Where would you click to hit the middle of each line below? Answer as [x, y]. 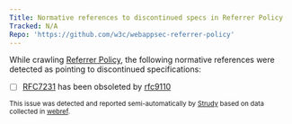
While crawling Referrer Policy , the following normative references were [142, 60]
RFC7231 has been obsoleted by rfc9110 [97, 87]
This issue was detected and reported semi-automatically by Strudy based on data [137, 104]
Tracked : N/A [34, 26]
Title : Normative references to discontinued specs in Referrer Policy [146, 18]
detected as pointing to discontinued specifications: [106, 69]
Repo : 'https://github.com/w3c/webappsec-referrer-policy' [122, 34]
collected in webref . [40, 112]
